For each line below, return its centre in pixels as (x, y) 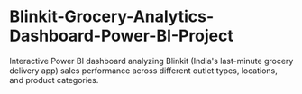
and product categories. (54, 80)
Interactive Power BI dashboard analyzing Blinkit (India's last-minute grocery (151, 61)
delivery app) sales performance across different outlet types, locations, (143, 70)
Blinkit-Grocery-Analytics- (112, 17)
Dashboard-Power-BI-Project (122, 36)
